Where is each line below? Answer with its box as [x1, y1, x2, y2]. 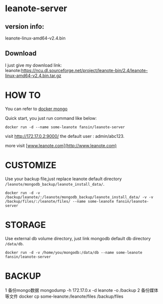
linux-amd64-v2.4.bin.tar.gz [5, 73, 62, 78]
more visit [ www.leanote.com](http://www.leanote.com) [5, 142, 117, 149]
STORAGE [5, 219, 46, 230]
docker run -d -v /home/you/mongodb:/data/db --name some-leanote [5, 250, 143, 255]
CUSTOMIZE [5, 159, 57, 171]
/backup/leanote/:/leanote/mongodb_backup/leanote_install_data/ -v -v [5, 194, 153, 200]
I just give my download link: [5, 62, 62, 68]
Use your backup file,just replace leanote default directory [5, 176, 122, 182]
